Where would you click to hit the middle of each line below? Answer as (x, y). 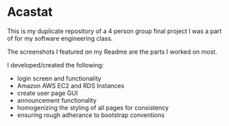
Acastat (30, 12)
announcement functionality (57, 100)
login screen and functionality (59, 78)
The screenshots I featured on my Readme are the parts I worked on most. (112, 52)
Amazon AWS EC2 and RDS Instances (71, 85)
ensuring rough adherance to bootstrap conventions (91, 115)
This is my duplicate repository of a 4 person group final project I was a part (114, 31)
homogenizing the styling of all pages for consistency (93, 107)
